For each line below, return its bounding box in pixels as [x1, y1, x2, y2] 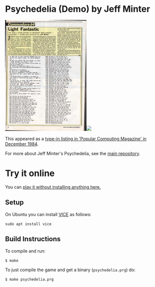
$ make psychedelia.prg [5, 277, 54, 282]
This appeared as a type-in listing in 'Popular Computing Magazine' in [5, 135, 147, 141]
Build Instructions [5, 235, 61, 243]
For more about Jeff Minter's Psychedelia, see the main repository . [5, 150, 140, 156]
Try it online [5, 168, 55, 179]
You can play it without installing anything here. [5, 184, 101, 190]
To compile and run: [5, 248, 46, 254]
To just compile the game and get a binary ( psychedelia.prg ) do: [5, 267, 136, 273]
